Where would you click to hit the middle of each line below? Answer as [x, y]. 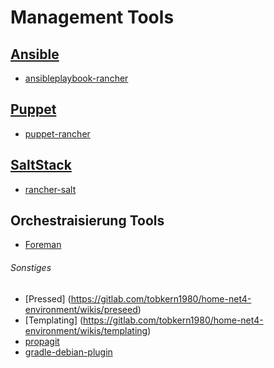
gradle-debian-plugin [68, 352]
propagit [42, 341]
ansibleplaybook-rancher [76, 78]
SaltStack [41, 165]
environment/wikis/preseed [81, 309]
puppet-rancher [57, 133]
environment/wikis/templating [86, 330]
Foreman [43, 245]
